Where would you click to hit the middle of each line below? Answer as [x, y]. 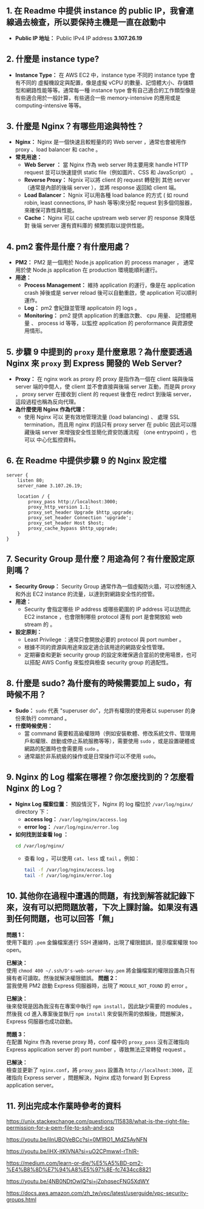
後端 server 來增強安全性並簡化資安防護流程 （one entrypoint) [107, 432]
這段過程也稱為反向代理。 [47, 402]
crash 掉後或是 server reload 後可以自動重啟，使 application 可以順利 [110, 293]
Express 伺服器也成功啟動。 [41, 1021]
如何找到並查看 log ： [42, 835]
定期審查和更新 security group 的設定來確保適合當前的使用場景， [105, 655]
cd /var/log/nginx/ [40, 846]
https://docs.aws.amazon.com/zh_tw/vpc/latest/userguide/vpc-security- [97, 1193]
